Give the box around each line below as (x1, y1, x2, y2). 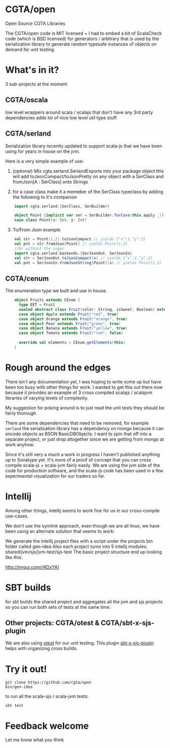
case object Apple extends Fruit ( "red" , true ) (18, 311, 119, 317)
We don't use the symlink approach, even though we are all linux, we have (5, 523, 160, 529)
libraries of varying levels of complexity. (5, 395, 89, 401)
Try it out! (5, 663, 47, 675)
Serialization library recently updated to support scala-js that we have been (5, 143, 162, 149)
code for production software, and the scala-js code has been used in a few (5, 467, 163, 473)
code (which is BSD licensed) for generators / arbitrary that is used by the (5, 36, 159, 42)
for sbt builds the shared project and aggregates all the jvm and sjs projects (5, 598, 163, 605)
